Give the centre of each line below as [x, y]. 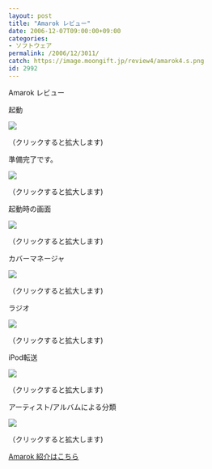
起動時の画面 [30, 209]
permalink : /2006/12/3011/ [54, 53]
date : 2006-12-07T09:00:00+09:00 [65, 31]
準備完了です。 [33, 159]
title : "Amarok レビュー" [50, 23]
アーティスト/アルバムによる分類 [62, 407]
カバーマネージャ [37, 258]
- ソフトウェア [30, 46]
